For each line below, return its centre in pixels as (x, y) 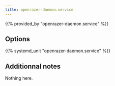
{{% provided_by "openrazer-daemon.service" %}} (57, 24)
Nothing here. (19, 78)
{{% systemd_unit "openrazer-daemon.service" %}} (58, 51)
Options (18, 39)
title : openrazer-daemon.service (39, 10)
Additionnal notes (33, 66)
